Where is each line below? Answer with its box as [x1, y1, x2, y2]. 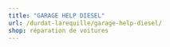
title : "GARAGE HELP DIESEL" [8, 11, 105, 20]
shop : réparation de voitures [8, 26, 109, 34]
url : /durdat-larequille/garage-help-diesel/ [8, 19, 162, 27]
